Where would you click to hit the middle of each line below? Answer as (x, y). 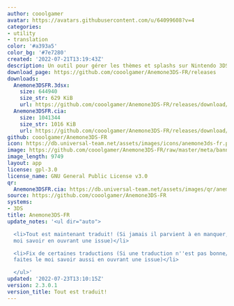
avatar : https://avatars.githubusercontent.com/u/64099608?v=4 (101, 20)
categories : (24, 27)
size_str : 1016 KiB (48, 124)
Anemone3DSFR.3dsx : (42, 85)
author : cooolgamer (36, 14)
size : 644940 (39, 92)
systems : (20, 202)
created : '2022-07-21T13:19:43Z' (56, 59)
